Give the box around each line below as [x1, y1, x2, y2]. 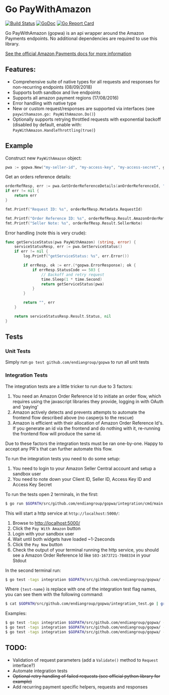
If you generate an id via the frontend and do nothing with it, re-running [12, 425, 160, 431]
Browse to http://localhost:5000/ [12, 520, 80, 526]
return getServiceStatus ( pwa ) [41, 281, 105, 286]
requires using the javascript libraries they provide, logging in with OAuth [12, 398, 163, 405]
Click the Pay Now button [12, 541, 63, 548]
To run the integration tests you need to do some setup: [5, 456, 121, 462]
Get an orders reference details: [5, 174, 71, 180]
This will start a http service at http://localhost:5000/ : [5, 510, 120, 516]
